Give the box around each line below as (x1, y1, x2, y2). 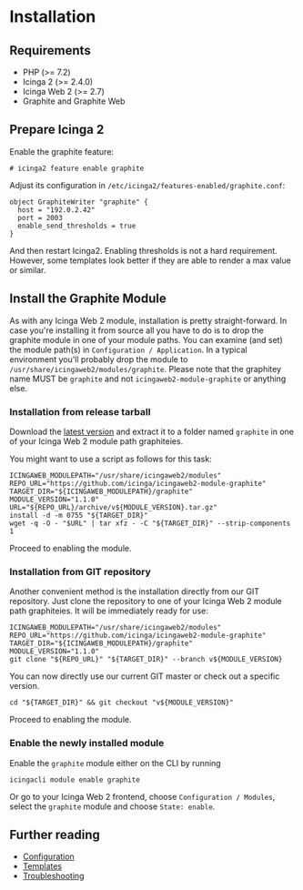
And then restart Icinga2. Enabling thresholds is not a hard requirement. (9, 245, 278, 256)
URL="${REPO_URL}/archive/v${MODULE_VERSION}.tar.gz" (9, 502, 218, 511)
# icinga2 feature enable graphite (9, 164, 145, 173)
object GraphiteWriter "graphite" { (9, 197, 148, 207)
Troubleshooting (22, 871, 85, 882)
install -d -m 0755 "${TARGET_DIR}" (9, 511, 148, 520)
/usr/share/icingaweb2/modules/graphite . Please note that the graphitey (9, 363, 282, 374)
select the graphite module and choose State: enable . (9, 801, 216, 812)
